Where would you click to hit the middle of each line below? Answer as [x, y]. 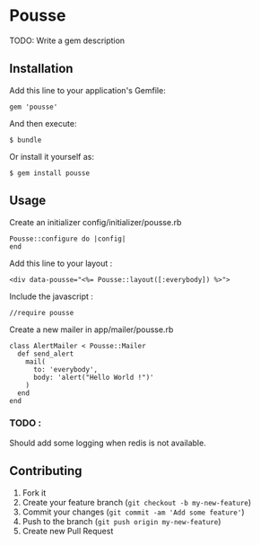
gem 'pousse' [34, 107]
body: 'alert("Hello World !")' [93, 377]
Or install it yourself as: [52, 156]
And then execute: [43, 123]
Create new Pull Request [68, 531]
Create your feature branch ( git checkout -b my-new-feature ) [137, 502]
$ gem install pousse [50, 173]
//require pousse [42, 312]
